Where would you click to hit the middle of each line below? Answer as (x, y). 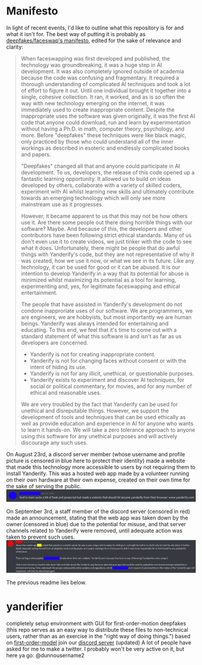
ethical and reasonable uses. (66, 393)
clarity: (15, 47)
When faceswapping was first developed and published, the (95, 58)
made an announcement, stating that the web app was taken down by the (97, 518)
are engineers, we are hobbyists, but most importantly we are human (106, 317)
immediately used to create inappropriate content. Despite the (98, 109)
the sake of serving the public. (44, 486)
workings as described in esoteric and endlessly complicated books (105, 148)
